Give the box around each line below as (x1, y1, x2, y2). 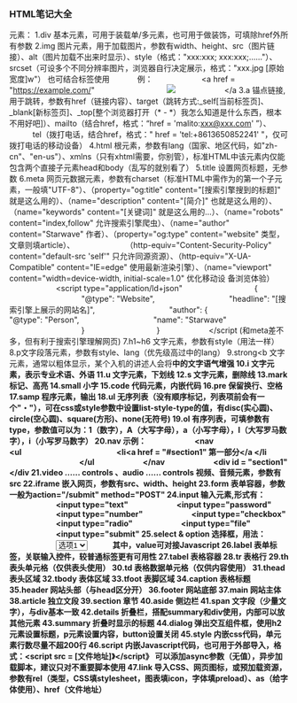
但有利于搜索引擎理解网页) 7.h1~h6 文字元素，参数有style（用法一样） (24, 336, 279, 347)
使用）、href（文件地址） (16, 684, 106, 695)
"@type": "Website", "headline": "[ (81, 294, 279, 305)
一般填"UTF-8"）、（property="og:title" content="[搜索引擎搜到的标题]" (24, 184, 281, 196)
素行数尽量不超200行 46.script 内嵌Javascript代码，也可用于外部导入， (9, 640, 274, 651)
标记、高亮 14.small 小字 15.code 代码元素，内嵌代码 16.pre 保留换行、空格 (9, 381, 283, 391)
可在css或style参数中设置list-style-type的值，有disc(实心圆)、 (44, 403, 277, 413)
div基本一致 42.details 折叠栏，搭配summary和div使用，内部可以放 (35, 606, 285, 617)
